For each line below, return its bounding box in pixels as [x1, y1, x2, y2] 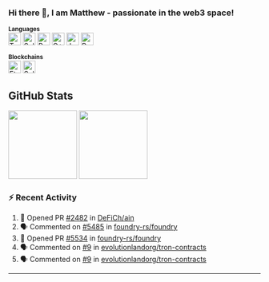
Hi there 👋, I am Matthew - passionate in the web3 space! [8, 7, 235, 18]
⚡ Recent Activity [8, 192, 78, 203]
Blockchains [8, 54, 44, 62]
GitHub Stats [8, 89, 74, 102]
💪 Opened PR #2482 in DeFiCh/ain [19, 213, 134, 223]
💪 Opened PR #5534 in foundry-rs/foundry [19, 233, 162, 243]
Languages [8, 26, 40, 34]
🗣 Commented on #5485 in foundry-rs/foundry [19, 222, 178, 232]
